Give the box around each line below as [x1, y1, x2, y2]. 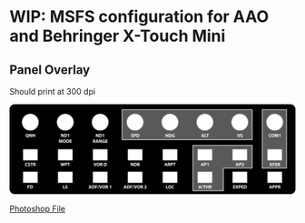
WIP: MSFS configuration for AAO [9, 6, 270, 27]
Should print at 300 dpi [9, 86, 96, 96]
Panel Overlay [9, 62, 91, 77]
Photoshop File [9, 203, 66, 214]
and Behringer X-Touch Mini [9, 25, 226, 46]
